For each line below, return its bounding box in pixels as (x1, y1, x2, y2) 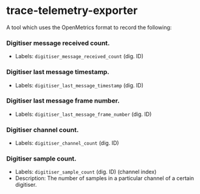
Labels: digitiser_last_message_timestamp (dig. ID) (15, 81, 144, 89)
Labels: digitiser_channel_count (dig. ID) (15, 139, 120, 147)
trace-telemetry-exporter (6, 4, 138, 18)
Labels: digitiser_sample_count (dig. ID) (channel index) (15, 168, 157, 176)
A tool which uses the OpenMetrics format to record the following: (6, 24, 172, 31)
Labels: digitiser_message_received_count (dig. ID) (15, 53, 144, 60)
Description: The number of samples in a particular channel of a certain (15, 175, 195, 182)
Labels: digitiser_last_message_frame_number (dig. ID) (15, 110, 152, 118)
